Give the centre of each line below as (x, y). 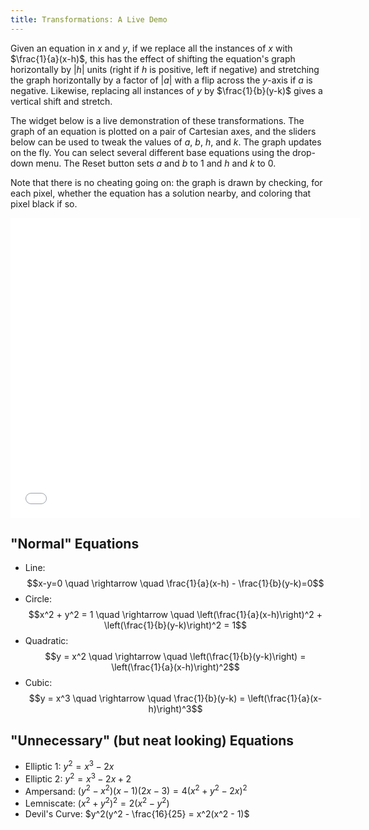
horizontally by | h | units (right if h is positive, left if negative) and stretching (165, 69)
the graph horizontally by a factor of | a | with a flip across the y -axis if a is (161, 80)
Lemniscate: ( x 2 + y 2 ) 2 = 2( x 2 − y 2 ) (97, 802)
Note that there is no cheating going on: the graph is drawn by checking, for (166, 182)
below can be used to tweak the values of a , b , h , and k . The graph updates (166, 142)
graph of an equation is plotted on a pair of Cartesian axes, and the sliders (163, 131)
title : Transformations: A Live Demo (89, 19)
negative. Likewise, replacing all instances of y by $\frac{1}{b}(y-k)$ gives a (166, 90)
